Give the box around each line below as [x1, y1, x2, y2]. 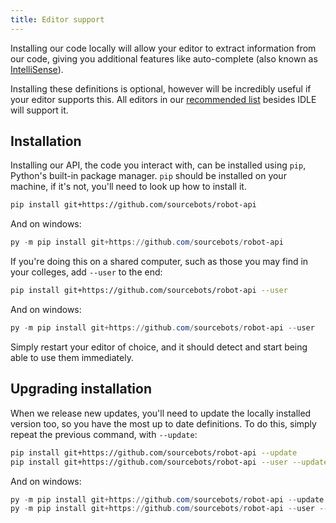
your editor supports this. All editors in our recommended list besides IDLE [10, 93, 317, 105]
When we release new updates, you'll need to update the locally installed [10, 407, 312, 419]
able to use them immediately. [10, 351, 134, 363]
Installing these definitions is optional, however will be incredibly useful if [10, 82, 312, 95]
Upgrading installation [10, 381, 152, 398]
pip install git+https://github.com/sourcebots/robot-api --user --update [10, 457, 329, 467]
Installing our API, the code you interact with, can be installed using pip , [10, 159, 307, 171]
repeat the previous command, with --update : [10, 428, 198, 440]
